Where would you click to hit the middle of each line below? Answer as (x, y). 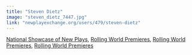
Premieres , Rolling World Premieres (50, 46)
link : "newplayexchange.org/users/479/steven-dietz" (73, 22)
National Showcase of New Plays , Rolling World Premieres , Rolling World (96, 40)
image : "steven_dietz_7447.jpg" (46, 17)
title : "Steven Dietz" (34, 12)
